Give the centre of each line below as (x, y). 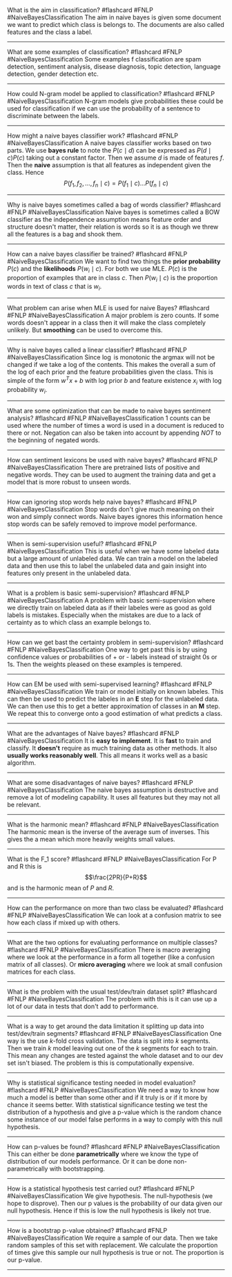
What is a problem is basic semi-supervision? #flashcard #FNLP (98, 593)
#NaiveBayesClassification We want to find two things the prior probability (114, 261)
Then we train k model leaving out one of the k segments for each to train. (113, 1048)
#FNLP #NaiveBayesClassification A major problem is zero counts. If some (113, 315)
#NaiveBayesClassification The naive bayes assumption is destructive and (113, 790)
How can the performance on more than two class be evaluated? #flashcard (115, 908)
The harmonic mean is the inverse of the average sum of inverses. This (108, 832)
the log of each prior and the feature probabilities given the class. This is (110, 372)
